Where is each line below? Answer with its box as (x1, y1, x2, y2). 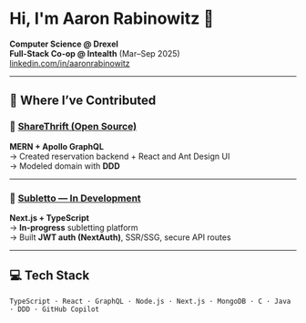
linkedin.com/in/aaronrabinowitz (9, 57, 130, 68)
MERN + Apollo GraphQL (9, 141, 105, 151)
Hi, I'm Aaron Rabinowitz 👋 (9, 8, 214, 29)
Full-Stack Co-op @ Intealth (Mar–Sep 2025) (9, 47, 180, 58)
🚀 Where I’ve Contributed (9, 93, 157, 109)
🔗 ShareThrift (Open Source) (9, 120, 138, 133)
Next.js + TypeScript (9, 212, 89, 223)
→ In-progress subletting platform (9, 222, 138, 233)
